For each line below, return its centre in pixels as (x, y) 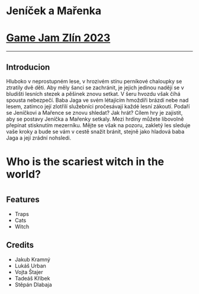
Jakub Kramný (32, 259)
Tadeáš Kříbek (32, 278)
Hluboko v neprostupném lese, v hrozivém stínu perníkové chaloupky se (94, 81)
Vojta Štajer (29, 272)
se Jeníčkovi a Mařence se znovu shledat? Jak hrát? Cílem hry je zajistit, (94, 112)
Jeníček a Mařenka (54, 11)
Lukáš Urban (30, 266)
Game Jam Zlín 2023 (58, 38)
